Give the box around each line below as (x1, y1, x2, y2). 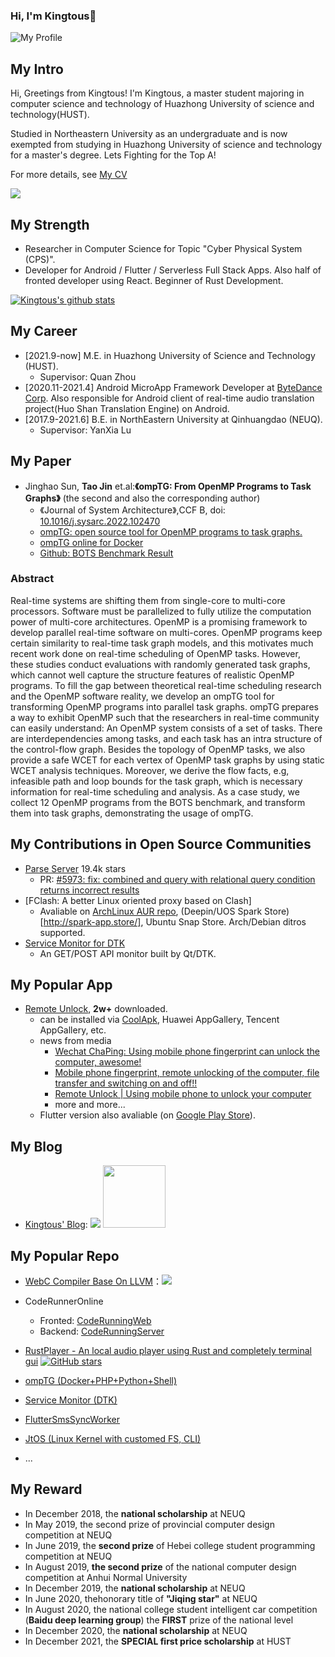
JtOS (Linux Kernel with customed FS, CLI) (24, 1433, 202, 1445)
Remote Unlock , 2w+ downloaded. (24, 1003, 168, 1015)
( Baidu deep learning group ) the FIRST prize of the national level (24, 1614, 294, 1626)
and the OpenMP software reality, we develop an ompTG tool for (10, 690, 275, 702)
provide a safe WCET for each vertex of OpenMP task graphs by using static (10, 754, 325, 766)
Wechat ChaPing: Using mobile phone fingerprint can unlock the (54, 1045, 320, 1058)
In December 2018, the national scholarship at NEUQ (24, 1507, 246, 1519)
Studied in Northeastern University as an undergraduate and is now (10, 128, 288, 140)
